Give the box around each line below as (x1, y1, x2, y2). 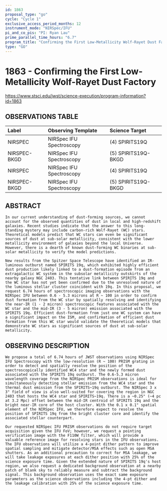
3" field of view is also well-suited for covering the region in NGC (5, 390, 155, 394)
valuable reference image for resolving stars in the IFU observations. (5, 437, 159, 442)
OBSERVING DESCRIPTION (5, 341, 89, 350)
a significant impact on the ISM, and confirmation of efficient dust (5, 315, 155, 320)
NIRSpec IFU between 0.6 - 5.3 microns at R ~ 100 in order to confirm (5, 293, 157, 298)
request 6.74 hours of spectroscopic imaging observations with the (5, 289, 150, 294)
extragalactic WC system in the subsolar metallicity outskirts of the (5, 272, 157, 277)
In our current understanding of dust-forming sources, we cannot (5, 215, 146, 220)
